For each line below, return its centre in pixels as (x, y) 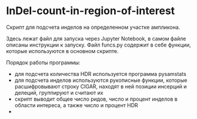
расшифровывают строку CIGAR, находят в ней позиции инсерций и (101, 86)
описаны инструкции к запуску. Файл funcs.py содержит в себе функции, (98, 45)
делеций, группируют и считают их (59, 92)
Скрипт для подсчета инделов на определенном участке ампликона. (93, 27)
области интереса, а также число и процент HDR (76, 105)
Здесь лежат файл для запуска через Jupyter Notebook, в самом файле (96, 38)
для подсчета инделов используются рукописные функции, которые (101, 80)
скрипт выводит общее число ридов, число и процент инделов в (96, 99)
